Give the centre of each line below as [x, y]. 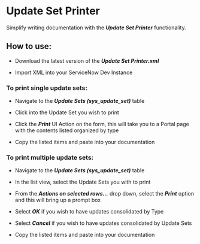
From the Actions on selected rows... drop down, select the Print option [104, 194]
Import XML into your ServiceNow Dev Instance [74, 72]
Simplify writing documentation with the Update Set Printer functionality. [96, 28]
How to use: [29, 46]
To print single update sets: [47, 88]
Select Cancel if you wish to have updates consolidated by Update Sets [103, 223]
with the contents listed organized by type [67, 130]
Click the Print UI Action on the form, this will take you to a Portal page [102, 124]
